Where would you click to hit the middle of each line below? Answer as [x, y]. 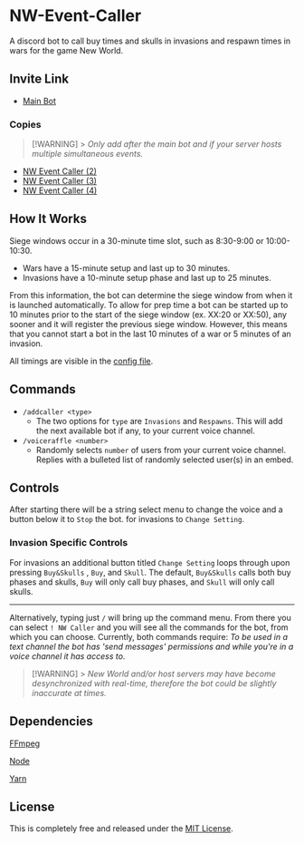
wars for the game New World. [66, 50]
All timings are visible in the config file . [81, 361]
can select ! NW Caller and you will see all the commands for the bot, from [149, 627]
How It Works [48, 219]
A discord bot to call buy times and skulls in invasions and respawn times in [150, 41]
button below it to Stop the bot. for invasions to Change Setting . [127, 519]
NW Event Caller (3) [60, 181]
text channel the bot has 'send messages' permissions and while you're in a [152, 646]
